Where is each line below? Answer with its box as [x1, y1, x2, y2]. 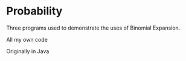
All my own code [6, 36, 48, 43]
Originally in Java [6, 47, 50, 55]
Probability [6, 4, 63, 18]
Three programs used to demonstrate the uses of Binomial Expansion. [6, 24, 181, 31]
